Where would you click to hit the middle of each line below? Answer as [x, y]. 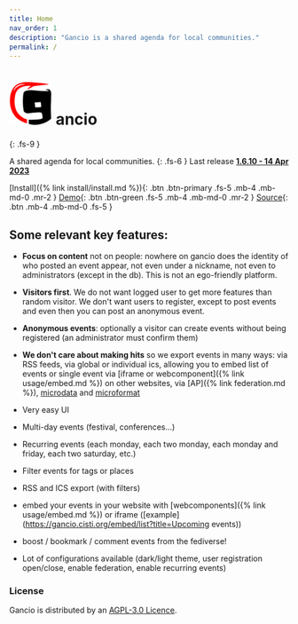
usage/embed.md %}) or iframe [80, 514]
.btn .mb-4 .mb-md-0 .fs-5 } [61, 207]
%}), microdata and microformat [81, 392]
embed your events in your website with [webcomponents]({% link [144, 505]
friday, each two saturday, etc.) [79, 454]
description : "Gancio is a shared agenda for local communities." [134, 37]
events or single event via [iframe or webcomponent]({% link [133, 374]
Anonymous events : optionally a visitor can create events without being [154, 328]
